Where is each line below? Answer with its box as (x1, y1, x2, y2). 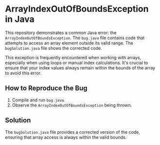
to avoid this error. (5, 70, 42, 76)
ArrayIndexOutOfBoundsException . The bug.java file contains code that (5, 35, 144, 41)
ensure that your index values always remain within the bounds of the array (5, 64, 156, 71)
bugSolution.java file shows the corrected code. (5, 45, 102, 51)
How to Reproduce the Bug (5, 84, 88, 93)
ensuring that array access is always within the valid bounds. (5, 134, 127, 140)
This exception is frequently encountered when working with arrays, (5, 54, 142, 60)
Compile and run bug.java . (12, 97, 65, 103)
